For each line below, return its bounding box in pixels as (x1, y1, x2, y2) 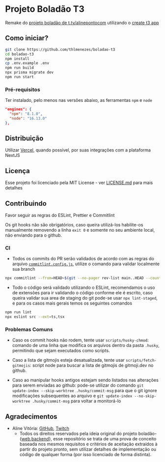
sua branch (12, 266, 35, 272)
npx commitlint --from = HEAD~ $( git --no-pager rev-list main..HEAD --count (5, 276, 162, 281)
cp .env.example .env (5, 61, 50, 66)
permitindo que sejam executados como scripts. (12, 348, 110, 354)
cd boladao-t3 (5, 52, 34, 57)
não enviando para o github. (5, 232, 62, 238)
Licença (5, 166, 30, 175)
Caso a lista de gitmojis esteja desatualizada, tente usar (12, 357, 125, 363)
